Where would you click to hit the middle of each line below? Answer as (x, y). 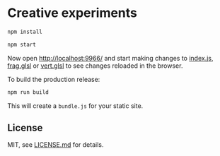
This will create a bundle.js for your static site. (75, 106)
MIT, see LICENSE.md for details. (56, 145)
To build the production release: (54, 79)
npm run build (28, 92)
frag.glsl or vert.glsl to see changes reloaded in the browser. (95, 66)
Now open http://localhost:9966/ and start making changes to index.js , (110, 58)
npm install (25, 32)
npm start (22, 44)
